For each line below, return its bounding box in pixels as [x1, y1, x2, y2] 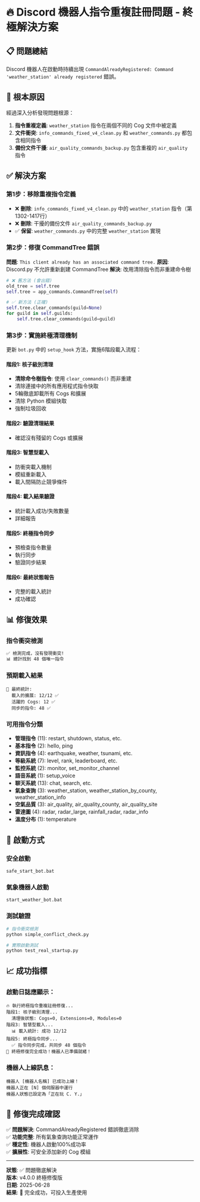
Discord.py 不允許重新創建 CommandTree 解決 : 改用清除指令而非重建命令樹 [6, 265, 192, 273]
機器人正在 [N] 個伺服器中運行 [6, 1085, 73, 1091]
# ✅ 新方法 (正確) [6, 299, 49, 305]
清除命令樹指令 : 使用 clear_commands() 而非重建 [14, 375, 132, 382]
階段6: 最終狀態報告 [6, 573, 55, 580]
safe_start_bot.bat [6, 869, 55, 875]
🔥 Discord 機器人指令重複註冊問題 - [6, 5, 180, 19]
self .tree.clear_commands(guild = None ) [6, 305, 102, 311]
